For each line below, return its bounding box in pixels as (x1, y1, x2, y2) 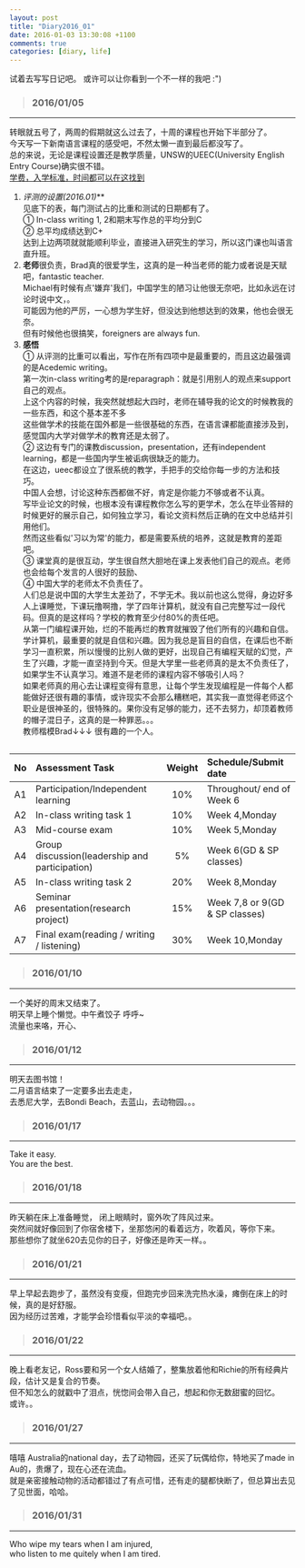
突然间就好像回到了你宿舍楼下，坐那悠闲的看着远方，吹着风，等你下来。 (9, 1222, 280, 1233)
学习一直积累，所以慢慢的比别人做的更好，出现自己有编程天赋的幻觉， (22, 647, 286, 658)
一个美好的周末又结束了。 (9, 997, 105, 1008)
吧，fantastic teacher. (22, 271, 104, 282)
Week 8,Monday (207, 876, 277, 889)
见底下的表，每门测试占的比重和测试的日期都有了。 (22, 203, 214, 214)
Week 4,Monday (207, 809, 277, 821)
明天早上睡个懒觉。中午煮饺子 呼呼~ (9, 1009, 145, 1020)
